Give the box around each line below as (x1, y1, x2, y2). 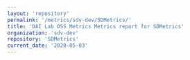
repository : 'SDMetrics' (7, 36, 79, 43)
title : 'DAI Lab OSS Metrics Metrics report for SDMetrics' (7, 23, 185, 30)
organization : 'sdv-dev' (7, 29, 79, 37)
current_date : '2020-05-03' (7, 42, 89, 49)
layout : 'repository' (7, 10, 70, 17)
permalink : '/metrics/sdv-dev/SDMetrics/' (7, 17, 132, 23)
